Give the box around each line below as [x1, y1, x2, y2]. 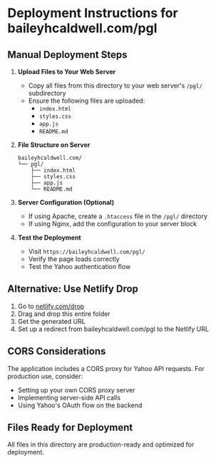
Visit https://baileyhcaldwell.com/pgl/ [28, 248, 146, 255]
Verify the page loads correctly [28, 255, 120, 263]
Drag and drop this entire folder [17, 309, 110, 318]
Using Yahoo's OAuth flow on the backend [17, 401, 143, 409]
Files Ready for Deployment [7, 422, 133, 434]
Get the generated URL [17, 317, 86, 325]
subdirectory [28, 89, 66, 97]
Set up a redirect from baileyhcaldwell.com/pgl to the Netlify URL [17, 325, 209, 333]
